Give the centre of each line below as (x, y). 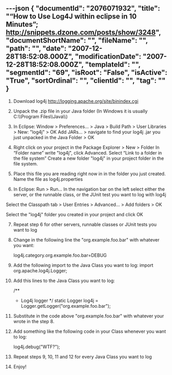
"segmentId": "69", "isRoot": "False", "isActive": (87, 73)
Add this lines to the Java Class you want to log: (64, 280)
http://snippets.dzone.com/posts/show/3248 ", (83, 33)
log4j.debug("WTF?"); (37, 347)
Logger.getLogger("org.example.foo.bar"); (66, 306)
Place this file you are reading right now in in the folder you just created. (89, 174)
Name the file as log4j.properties (48, 179)
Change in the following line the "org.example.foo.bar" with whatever (86, 240)
